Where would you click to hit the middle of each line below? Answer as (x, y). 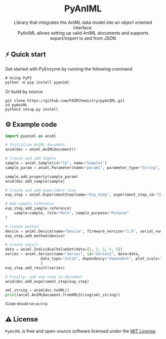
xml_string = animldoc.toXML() (37, 290)
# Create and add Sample (31, 159)
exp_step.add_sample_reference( (38, 208)
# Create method (22, 226)
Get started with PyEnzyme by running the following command (69, 69)
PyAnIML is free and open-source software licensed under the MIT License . (81, 331)
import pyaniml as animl (31, 136)
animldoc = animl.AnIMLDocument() (41, 149)
